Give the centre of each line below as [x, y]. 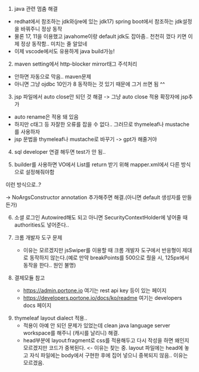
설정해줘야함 [40, 172]
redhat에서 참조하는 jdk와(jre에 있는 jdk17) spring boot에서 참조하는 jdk [98, 21]
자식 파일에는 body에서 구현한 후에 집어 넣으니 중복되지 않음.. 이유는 [109, 355]
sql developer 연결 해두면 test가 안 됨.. [60, 152]
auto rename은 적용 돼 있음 [46, 117]
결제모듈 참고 [29, 278]
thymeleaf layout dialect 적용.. [51, 318]
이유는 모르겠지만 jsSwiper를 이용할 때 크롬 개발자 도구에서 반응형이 [102, 250]
